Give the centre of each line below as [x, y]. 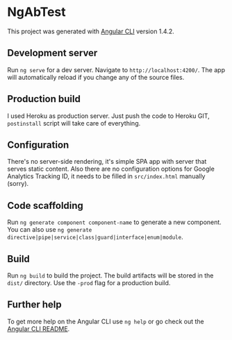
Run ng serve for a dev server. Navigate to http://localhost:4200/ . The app [116, 69]
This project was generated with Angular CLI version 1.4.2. [91, 31]
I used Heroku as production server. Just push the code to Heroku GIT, [108, 116]
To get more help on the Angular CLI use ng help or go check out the [106, 321]
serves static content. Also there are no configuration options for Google [111, 169]
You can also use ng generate [50, 230]
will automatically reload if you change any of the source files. [96, 77]
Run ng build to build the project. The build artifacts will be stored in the [110, 275]
